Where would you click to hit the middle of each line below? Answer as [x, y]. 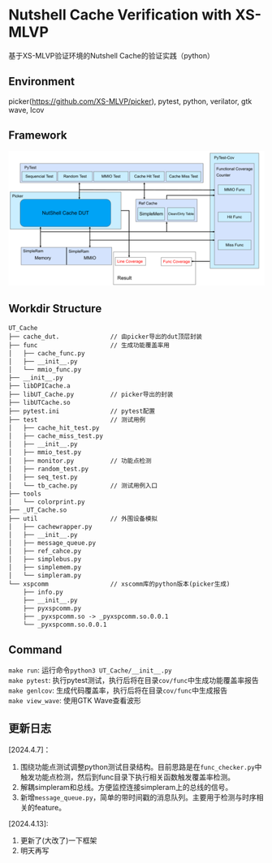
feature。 [50, 807]
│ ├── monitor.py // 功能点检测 [80, 461]
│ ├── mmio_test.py [45, 453]
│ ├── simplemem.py [45, 568]
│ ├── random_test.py [49, 469]
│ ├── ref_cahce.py [45, 552]
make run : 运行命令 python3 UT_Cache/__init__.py [90, 670]
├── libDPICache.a [39, 386]
